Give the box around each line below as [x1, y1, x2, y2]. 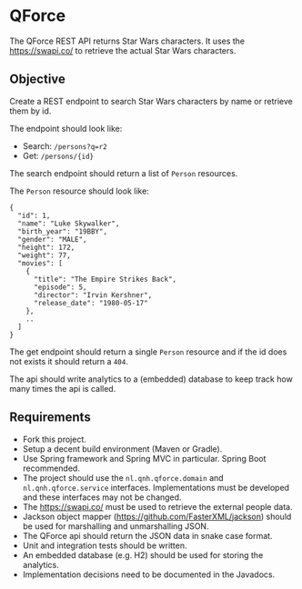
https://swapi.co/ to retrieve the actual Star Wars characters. [9, 45, 237, 55]
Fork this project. [22, 434, 86, 444]
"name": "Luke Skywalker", [17, 219, 120, 228]
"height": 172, [17, 243, 75, 252]
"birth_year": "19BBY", [17, 226, 107, 236]
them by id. [9, 105, 52, 116]
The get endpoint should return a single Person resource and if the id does [9, 346, 287, 357]
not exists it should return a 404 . [9, 355, 129, 366]
